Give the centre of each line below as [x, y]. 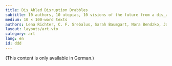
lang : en [15, 39]
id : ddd [14, 43]
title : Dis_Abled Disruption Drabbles [47, 10]
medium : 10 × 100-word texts [36, 19]
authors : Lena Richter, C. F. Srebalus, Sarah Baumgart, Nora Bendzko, [83, 24]
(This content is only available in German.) [50, 58]
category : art [20, 34]
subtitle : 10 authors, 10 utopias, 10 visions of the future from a [80, 15]
